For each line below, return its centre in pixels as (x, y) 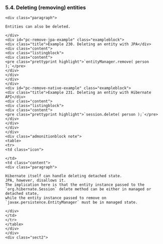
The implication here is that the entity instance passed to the (75, 185)
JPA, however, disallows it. (36, 180)
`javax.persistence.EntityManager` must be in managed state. (71, 202)
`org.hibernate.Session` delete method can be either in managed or (78, 189)
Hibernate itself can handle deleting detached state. (64, 176)
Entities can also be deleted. (38, 27)
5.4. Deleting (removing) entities (46, 8)
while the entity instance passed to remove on (56, 198)
